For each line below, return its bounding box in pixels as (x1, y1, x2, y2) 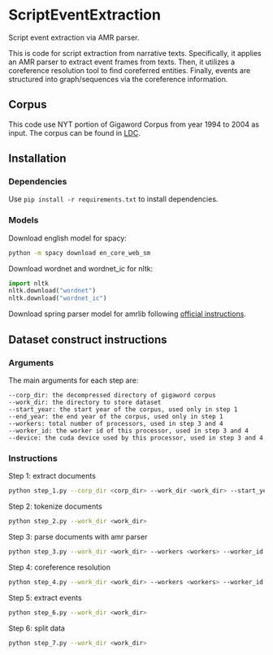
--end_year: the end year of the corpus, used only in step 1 (8, 412, 223, 420)
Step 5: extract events (8, 592, 83, 602)
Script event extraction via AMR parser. (8, 33, 140, 42)
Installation (8, 152, 67, 166)
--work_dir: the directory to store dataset (8, 398, 162, 406)
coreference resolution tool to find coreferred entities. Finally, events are (8, 65, 251, 75)
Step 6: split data (8, 623, 65, 633)
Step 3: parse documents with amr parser (8, 531, 148, 541)
